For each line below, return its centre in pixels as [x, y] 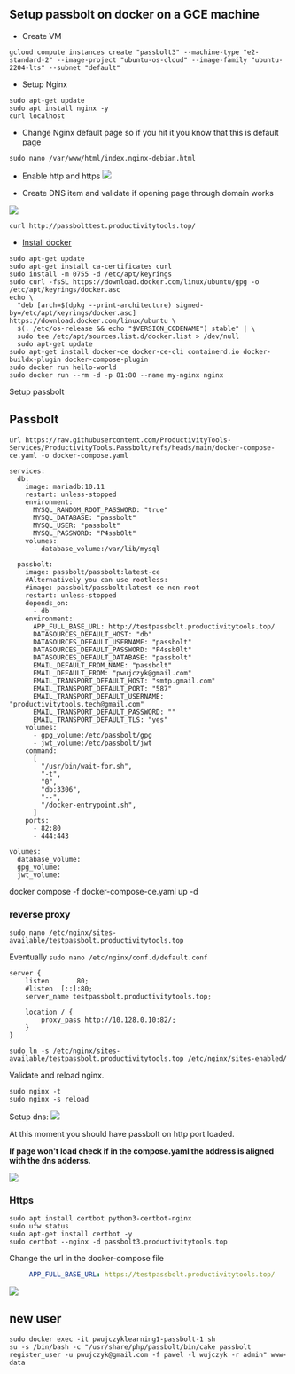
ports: [37, 820]
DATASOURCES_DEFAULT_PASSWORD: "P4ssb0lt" [112, 650]
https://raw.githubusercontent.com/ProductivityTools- [128, 440]
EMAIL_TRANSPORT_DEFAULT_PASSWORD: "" [104, 712]
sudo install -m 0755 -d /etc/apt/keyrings [91, 274]
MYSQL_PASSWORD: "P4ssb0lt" [85, 533]
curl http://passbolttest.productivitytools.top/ [103, 225]
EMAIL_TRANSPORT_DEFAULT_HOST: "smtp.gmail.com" [124, 681]
